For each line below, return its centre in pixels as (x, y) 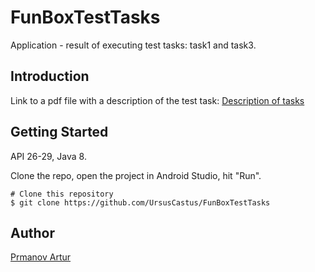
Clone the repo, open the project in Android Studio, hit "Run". (136, 175)
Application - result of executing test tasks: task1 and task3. (133, 45)
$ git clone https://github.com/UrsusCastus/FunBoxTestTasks (140, 202)
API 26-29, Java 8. (48, 156)
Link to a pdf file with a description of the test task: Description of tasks (157, 100)
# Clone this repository (62, 194)
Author (32, 232)
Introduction (50, 76)
